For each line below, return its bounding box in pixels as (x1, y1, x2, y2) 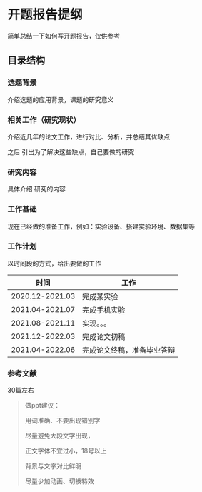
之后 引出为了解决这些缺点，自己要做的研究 (7, 147, 134, 156)
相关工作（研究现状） (7, 115, 81, 125)
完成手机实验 (81, 305, 126, 315)
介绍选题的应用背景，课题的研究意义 (7, 95, 114, 104)
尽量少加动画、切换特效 (24, 477, 94, 486)
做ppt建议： (24, 401, 61, 410)
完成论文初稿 (81, 331, 126, 341)
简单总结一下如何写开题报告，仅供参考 (7, 31, 120, 40)
